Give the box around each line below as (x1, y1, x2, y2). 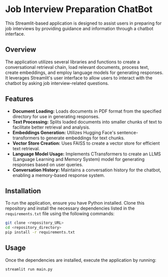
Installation (5, 187, 41, 195)
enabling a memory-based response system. (12, 172, 105, 178)
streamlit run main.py (5, 266, 53, 272)
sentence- (117, 129, 138, 135)
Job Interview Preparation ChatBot (5, 4, 153, 15)
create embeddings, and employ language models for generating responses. (5, 69, 163, 75)
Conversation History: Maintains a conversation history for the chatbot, (12, 167, 161, 173)
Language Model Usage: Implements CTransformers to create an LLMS (12, 151, 161, 157)
